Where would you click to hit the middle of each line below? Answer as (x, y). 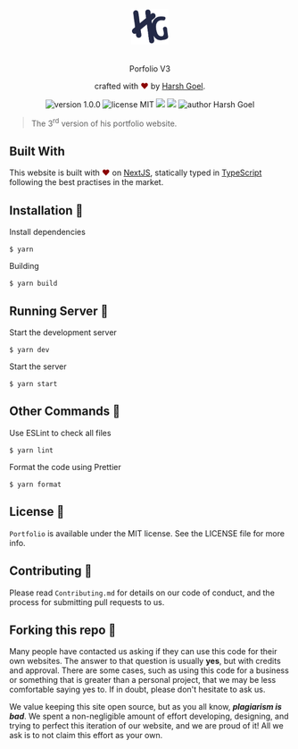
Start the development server (63, 332)
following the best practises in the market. (87, 182)
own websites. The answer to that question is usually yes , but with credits (145, 661)
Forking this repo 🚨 (63, 630)
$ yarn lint (31, 450)
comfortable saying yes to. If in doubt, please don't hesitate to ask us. (137, 690)
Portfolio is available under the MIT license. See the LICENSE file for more (147, 533)
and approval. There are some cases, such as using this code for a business (149, 670)
